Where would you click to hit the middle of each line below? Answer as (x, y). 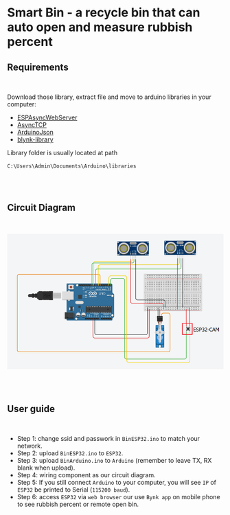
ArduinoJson (35, 132)
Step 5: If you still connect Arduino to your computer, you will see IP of (117, 483)
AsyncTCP (32, 125)
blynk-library (35, 139)
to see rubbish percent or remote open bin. (78, 504)
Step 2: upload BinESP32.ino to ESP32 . (70, 453)
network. (30, 446)
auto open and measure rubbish (100, 27)
